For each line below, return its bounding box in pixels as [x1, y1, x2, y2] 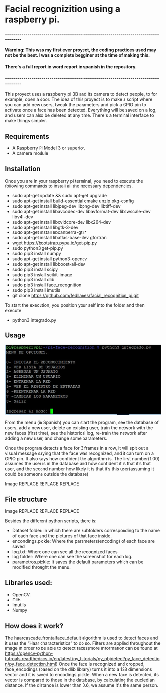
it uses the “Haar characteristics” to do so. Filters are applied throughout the [5, 640, 161, 646]
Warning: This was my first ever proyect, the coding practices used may [5, 47, 157, 53]
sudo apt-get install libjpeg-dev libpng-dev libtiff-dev [12, 203, 121, 209]
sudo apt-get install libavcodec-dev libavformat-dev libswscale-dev [12, 208, 151, 214]
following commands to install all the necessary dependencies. [5, 183, 133, 189]
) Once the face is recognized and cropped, [56, 661, 145, 667]
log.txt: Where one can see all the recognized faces [12, 548, 118, 554]
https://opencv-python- [5, 650, 53, 656]
